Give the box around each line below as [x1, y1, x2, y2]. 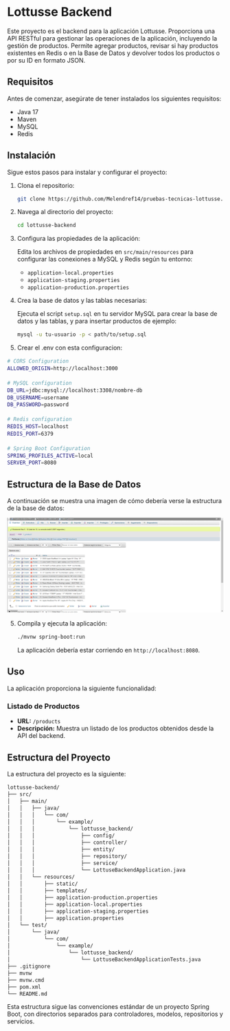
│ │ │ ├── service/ [7, 860, 118, 867]
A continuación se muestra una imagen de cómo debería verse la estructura [7, 497, 222, 505]
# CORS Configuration [7, 358, 69, 365]
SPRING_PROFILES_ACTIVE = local [7, 452, 94, 459]
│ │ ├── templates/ [7, 887, 88, 894]
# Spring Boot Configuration [7, 445, 91, 451]
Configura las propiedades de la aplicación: [16, 235, 141, 243]
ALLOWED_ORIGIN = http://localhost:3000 [7, 365, 118, 372]
